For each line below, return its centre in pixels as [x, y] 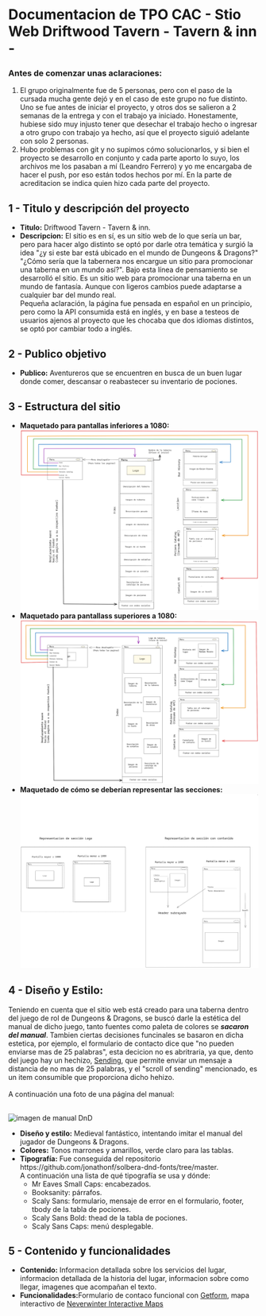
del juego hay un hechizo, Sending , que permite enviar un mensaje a [120, 1060]
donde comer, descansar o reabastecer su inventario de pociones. [129, 381]
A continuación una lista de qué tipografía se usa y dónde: [115, 1175]
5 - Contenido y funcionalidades [89, 1250]
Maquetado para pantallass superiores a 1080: [98, 616]
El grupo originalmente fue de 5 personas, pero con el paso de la [126, 91]
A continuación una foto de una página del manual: [91, 1093]
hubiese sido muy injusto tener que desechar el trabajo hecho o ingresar [139, 124]
